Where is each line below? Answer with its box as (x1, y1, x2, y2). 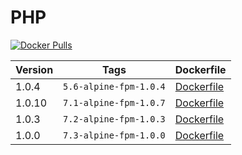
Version (15, 62, 54, 76)
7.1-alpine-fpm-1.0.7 (63, 97, 166, 108)
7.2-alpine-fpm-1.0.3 (63, 113, 166, 125)
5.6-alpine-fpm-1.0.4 (63, 81, 166, 92)
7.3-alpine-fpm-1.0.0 (63, 129, 166, 141)
